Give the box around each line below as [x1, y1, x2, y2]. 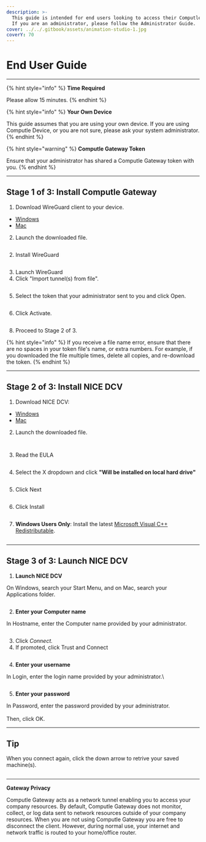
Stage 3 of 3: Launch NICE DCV [6, 556, 128, 566]
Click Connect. [15, 637, 53, 644]
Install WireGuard [15, 251, 59, 258]
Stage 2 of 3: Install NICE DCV [6, 382, 123, 392]
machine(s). [6, 761, 37, 769]
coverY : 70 [6, 32, 34, 38]
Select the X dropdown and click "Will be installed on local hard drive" [15, 468, 196, 476]
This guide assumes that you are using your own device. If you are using [6, 120, 190, 128]
